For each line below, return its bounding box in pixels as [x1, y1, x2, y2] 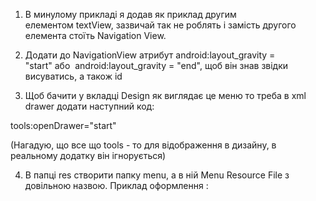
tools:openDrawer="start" [10, 120, 117, 131]
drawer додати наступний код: [24, 100, 155, 112]
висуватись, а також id [24, 70, 123, 82]
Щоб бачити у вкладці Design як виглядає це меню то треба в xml [24, 90, 307, 101]
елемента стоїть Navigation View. [24, 30, 167, 41]
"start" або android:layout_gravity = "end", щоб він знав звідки [24, 60, 289, 71]
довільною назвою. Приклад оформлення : [24, 180, 209, 191]
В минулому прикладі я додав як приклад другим [24, 9, 237, 20]
